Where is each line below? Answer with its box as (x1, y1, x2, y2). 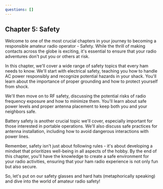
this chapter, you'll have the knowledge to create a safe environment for (5, 153, 149, 159)
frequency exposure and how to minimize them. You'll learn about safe (5, 98, 147, 104)
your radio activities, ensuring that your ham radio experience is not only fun (5, 159, 158, 165)
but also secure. (5, 164, 37, 170)
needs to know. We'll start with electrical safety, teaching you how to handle (5, 68, 158, 74)
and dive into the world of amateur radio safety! (5, 178, 101, 184)
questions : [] (5, 7, 34, 12)
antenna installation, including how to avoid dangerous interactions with (5, 129, 149, 134)
